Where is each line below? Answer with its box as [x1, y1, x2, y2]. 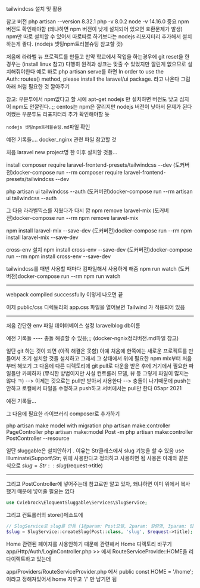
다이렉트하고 [6, 555, 36, 562]
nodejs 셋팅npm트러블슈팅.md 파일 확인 [6, 123, 90, 130]
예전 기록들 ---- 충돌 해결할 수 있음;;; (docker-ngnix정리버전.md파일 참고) [6, 335, 179, 342]
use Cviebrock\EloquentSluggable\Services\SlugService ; [6, 500, 148, 506]
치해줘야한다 [6, 68, 36, 75]
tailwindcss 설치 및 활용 [6, 5, 62, 12]
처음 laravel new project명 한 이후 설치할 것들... [6, 149, 118, 155]
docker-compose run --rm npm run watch [17, 272, 121, 280]
